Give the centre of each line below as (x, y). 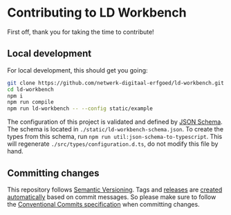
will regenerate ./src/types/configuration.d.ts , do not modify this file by (113, 144)
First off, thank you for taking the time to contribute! (81, 32)
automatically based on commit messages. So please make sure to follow (112, 197)
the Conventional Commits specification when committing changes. (103, 204)
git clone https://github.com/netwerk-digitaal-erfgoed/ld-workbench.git (116, 83)
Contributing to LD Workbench (97, 13)
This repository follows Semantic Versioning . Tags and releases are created (115, 189)
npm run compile (30, 102)
